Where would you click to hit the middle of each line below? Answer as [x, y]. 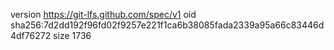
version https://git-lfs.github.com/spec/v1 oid [103, 14]
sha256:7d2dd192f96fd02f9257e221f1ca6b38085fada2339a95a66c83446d [167, 25]
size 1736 [72, 35]
